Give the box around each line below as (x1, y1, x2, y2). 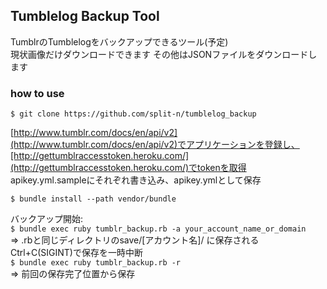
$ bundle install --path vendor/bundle (10, 194, 177, 204)
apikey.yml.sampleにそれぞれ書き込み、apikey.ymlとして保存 (10, 174, 262, 186)
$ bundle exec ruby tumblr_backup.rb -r (10, 258, 182, 268)
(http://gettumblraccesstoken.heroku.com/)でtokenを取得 (10, 162, 247, 174)
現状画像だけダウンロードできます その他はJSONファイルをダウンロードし (10, 48, 318, 60)
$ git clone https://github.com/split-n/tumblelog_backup (10, 109, 257, 119)
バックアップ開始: (10, 213, 84, 225)
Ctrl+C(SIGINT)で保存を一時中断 (10, 247, 143, 259)
